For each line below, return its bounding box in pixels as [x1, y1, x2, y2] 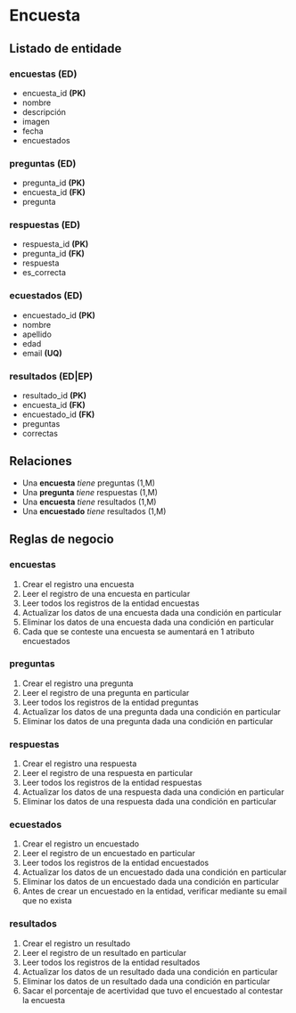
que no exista [21, 895, 73, 906]
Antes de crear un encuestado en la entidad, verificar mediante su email [21, 886, 287, 896]
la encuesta [21, 994, 65, 1005]
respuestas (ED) [9, 219, 81, 232]
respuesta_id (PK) [21, 239, 89, 249]
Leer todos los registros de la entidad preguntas [21, 697, 199, 707]
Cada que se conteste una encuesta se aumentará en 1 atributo [21, 625, 255, 637]
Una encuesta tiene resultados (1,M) [21, 496, 157, 507]
